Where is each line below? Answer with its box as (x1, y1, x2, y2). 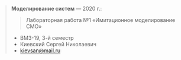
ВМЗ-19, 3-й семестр (20, 34, 75, 41)
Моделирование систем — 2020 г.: (11, 5, 102, 12)
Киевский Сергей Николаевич (20, 41, 97, 48)
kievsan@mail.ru (20, 47, 60, 54)
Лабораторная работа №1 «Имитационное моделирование (25, 17, 176, 23)
